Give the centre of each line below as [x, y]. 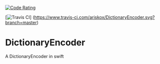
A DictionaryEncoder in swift [34, 56]
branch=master [21, 23]
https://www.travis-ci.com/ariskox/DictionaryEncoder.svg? [94, 17]
